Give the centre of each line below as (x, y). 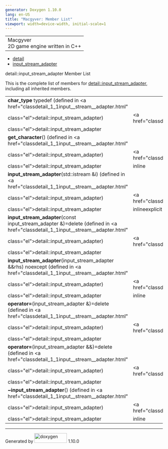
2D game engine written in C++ (44, 47)
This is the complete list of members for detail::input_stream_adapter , (76, 84)
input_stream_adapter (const (42, 217)
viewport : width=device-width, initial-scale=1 (56, 24)
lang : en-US (17, 15)
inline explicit (147, 209)
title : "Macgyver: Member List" (39, 19)
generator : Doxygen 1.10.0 (33, 10)
